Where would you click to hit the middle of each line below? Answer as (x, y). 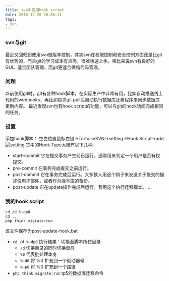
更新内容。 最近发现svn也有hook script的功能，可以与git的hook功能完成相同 (84, 106)
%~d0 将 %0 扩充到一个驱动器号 (52, 261)
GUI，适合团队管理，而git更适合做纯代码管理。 (54, 67)
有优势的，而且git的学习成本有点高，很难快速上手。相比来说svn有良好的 (80, 61)
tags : (11, 19)
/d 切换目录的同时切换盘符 (47, 248)
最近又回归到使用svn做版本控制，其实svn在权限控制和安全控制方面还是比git (84, 54)
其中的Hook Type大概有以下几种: (60, 145)
